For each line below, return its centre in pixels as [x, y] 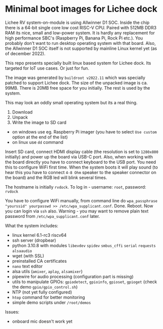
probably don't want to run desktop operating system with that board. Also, [80, 43]
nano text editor [27, 266]
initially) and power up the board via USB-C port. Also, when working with [79, 156]
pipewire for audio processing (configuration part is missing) [73, 276]
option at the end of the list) [40, 137]
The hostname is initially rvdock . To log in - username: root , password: [76, 187]
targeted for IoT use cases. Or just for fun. [47, 68]
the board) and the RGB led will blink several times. [56, 177]
